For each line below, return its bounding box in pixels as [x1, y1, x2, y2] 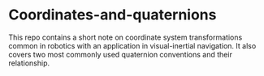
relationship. [8, 58, 50, 68]
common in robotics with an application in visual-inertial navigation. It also [8, 40, 257, 50]
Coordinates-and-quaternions [8, 6, 217, 24]
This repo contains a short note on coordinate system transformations [8, 32, 243, 42]
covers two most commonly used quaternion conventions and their [8, 49, 233, 59]
